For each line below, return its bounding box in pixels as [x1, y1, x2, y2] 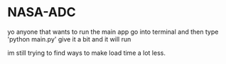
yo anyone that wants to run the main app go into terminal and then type [7, 27, 219, 36]
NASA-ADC [7, 4, 76, 20]
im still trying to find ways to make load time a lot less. [7, 49, 166, 57]
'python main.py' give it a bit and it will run [7, 34, 131, 43]
